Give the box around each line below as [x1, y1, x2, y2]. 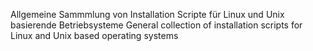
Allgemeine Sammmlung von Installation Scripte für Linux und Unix [10, 9, 285, 20]
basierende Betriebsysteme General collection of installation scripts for [10, 19, 303, 31]
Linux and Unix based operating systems [10, 30, 179, 41]
